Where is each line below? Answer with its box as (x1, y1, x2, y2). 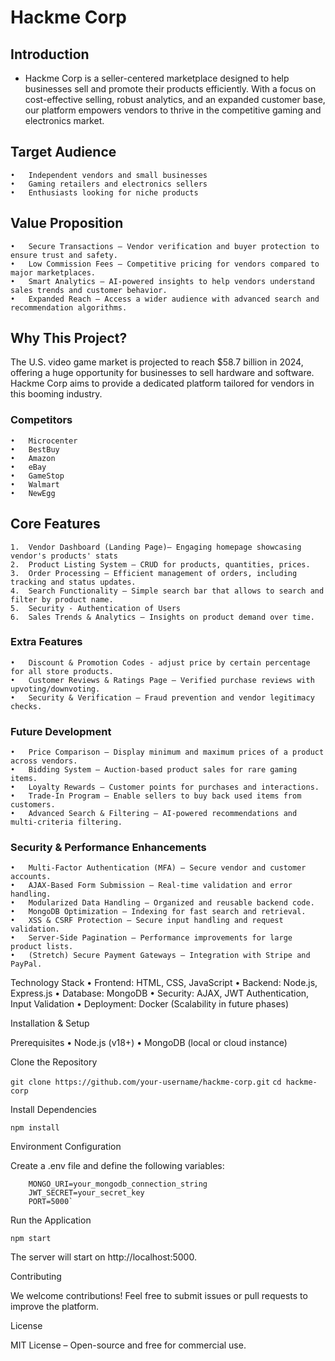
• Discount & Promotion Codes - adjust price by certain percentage (10, 657, 311, 668)
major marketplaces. (10, 267, 97, 278)
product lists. (10, 942, 74, 952)
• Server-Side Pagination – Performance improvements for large (10, 933, 293, 943)
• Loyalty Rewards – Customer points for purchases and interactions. (10, 782, 320, 793)
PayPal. (10, 959, 43, 970)
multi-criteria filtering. (10, 817, 123, 828)
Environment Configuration (10, 1141, 122, 1153)
